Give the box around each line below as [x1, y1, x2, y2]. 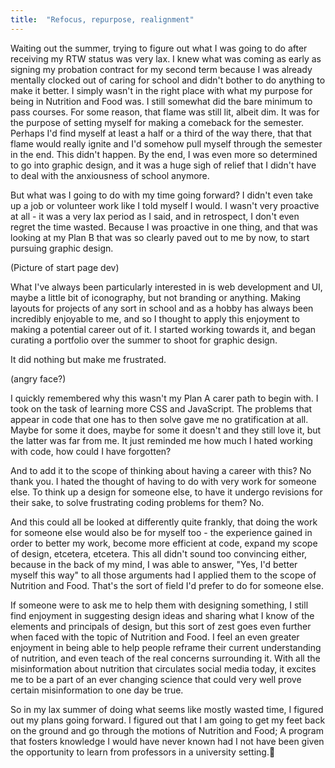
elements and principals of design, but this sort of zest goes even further [10, 620, 312, 632]
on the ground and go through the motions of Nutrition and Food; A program [10, 724, 324, 736]
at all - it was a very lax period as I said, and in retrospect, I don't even [10, 210, 300, 222]
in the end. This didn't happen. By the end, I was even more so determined [10, 148, 318, 160]
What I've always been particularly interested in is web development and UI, [10, 281, 323, 293]
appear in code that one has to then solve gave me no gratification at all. [10, 413, 309, 425]
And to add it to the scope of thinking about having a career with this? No [10, 464, 312, 476]
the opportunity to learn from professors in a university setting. [10, 746, 270, 758]
